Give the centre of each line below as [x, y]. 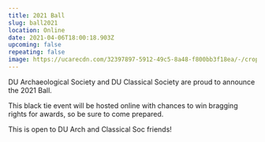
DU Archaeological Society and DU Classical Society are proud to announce [132, 82]
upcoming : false [35, 45]
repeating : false [37, 52]
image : [19, 60]
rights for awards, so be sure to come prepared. [86, 114]
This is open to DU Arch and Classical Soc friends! [90, 129]
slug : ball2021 [33, 23]
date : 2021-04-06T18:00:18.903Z [61, 37]
